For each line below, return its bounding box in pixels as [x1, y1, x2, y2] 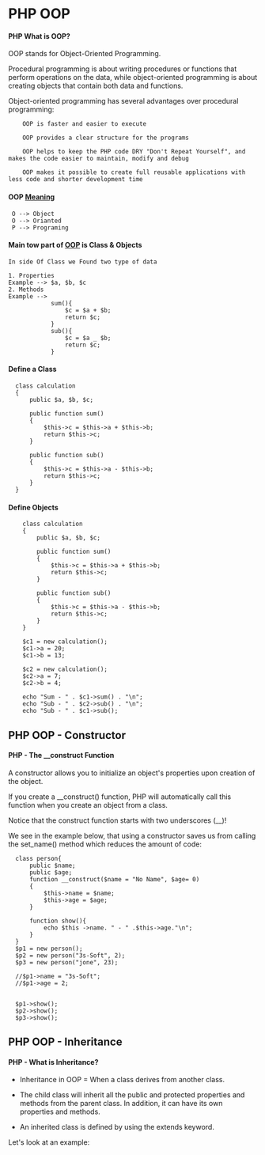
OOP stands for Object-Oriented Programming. [8, 49, 161, 59]
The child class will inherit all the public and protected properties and [19, 1090, 245, 1100]
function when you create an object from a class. [8, 800, 168, 809]
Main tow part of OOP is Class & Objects [8, 240, 142, 250]
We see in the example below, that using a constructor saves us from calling [8, 831, 256, 840]
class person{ [15, 854, 62, 862]
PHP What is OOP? [8, 31, 71, 40]
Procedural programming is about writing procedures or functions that [8, 64, 237, 74]
